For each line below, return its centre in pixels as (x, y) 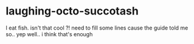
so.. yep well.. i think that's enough (49, 34)
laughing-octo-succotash (72, 11)
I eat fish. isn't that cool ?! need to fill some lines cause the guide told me (97, 28)
